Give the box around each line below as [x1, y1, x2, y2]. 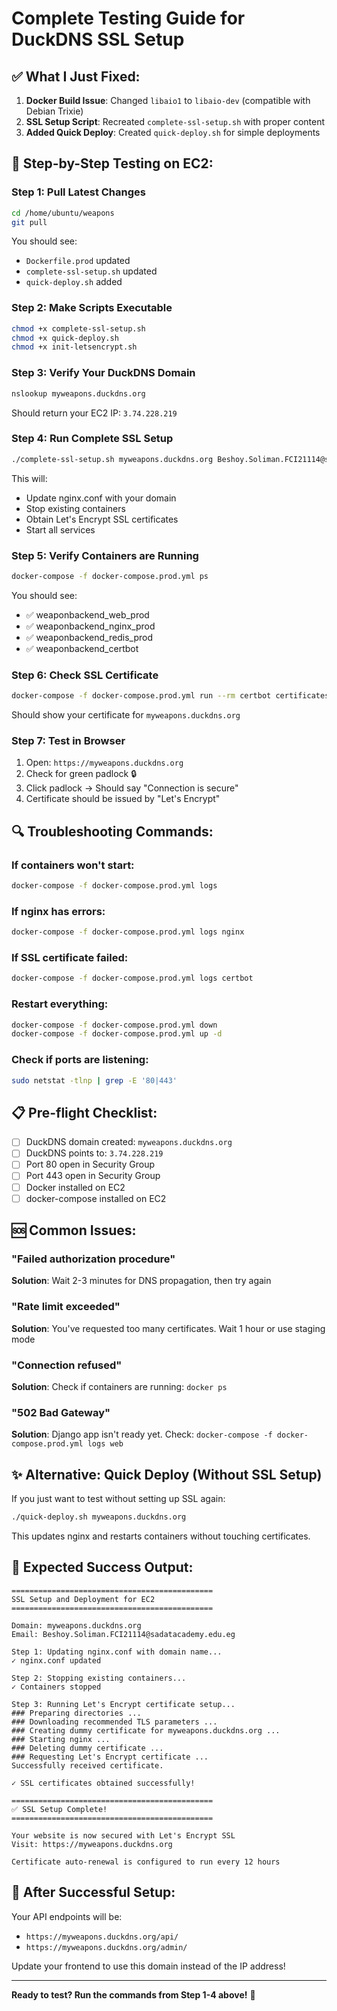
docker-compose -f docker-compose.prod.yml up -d [11, 1029, 223, 1039]
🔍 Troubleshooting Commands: [11, 823, 214, 840]
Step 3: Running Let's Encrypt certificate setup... [11, 1699, 236, 1709]
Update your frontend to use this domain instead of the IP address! [11, 1960, 286, 1972]
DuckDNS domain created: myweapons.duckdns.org [25, 1136, 233, 1148]
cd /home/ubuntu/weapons [11, 208, 115, 218]
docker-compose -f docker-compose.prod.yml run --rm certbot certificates [11, 691, 330, 701]
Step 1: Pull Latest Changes [11, 185, 146, 199]
